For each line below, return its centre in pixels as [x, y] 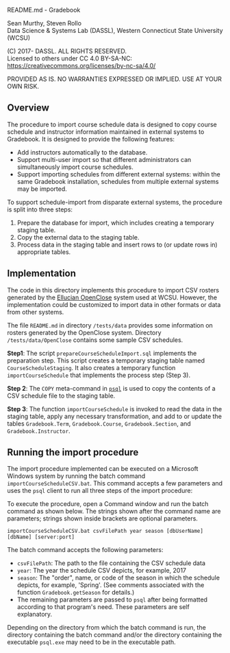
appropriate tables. [44, 252]
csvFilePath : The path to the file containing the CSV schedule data [111, 563]
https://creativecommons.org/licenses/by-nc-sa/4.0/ [81, 66]
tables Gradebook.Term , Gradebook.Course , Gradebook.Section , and [99, 423]
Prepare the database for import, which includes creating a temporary [115, 222]
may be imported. [42, 189]
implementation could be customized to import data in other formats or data [114, 304]
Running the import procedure [73, 452]
